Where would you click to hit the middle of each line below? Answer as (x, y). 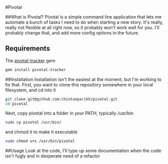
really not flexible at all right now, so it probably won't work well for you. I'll (82, 27)
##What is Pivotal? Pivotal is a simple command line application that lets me (83, 17)
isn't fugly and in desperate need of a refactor (53, 156)
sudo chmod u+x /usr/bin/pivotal (40, 141)
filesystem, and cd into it (31, 90)
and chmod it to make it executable (41, 132)
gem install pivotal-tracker (36, 69)
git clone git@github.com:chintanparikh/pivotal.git (61, 99)
